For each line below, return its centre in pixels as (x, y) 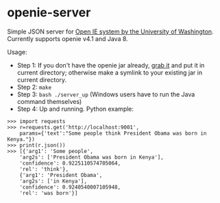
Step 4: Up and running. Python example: (75, 109)
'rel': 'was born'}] (49, 193)
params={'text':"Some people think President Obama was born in (113, 133)
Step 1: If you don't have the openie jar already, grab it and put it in (111, 65)
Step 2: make (34, 87)
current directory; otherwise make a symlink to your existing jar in (110, 72)
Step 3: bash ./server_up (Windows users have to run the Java (106, 94)
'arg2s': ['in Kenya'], (53, 181)
